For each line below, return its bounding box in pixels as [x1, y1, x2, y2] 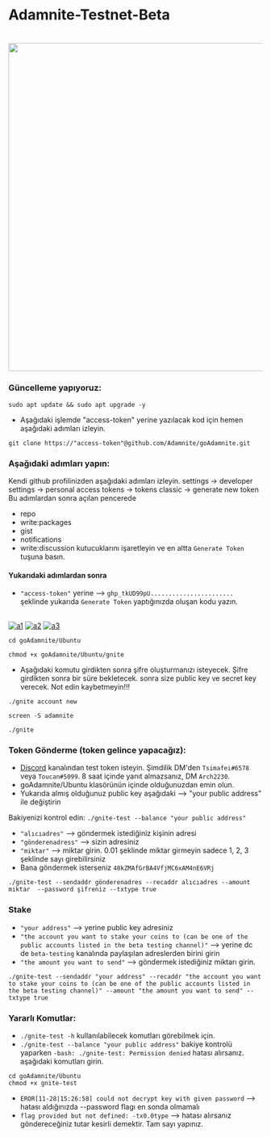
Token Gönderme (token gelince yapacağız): [8, 745, 187, 756]
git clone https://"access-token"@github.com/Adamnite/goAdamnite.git [8, 438, 251, 447]
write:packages [19, 517, 72, 527]
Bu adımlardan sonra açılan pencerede [8, 493, 137, 502]
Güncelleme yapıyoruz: [8, 382, 102, 393]
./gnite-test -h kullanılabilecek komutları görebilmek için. [19, 1031, 215, 1041]
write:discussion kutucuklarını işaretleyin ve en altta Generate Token [19, 543, 244, 552]
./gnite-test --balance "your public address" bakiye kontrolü [19, 1039, 232, 1049]
